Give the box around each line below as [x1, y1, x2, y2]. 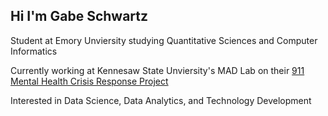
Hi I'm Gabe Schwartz [10, 8, 149, 25]
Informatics [10, 45, 58, 57]
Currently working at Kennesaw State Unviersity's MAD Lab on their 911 [10, 64, 305, 76]
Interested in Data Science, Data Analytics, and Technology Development [10, 94, 312, 106]
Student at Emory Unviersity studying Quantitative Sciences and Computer [10, 34, 318, 46]
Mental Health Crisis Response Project [10, 75, 169, 87]
